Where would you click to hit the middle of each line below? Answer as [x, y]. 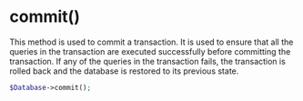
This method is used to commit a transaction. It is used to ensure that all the [151, 42]
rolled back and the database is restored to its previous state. [124, 71]
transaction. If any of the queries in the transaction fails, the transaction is [148, 61]
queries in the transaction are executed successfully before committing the [150, 51]
